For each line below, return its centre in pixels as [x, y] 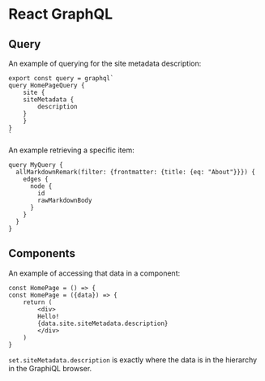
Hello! [49, 316]
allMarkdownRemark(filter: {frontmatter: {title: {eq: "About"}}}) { [135, 172]
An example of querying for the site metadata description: [105, 63]
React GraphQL [61, 14]
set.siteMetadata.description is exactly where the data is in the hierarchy [133, 360]
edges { [36, 179]
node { [41, 186]
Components [42, 253]
